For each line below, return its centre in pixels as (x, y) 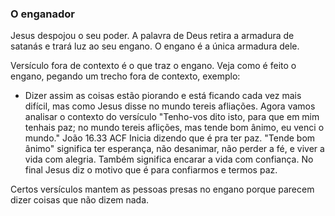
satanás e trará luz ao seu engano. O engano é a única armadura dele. (155, 46)
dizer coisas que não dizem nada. (80, 200)
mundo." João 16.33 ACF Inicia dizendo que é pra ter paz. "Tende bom (170, 138)
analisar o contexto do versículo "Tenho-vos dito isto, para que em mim (172, 117)
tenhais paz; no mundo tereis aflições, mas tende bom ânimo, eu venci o (174, 128)
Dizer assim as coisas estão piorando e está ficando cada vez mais (163, 96)
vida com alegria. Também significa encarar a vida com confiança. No (169, 159)
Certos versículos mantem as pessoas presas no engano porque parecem (162, 189)
